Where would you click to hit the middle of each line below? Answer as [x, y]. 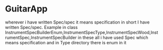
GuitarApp [26, 9]
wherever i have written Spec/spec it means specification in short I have [77, 22]
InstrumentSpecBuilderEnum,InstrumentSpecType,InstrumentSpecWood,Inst [81, 32]
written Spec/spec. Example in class [41, 27]
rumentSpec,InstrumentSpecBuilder [41, 37]
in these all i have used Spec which [113, 37]
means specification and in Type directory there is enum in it [66, 42]
